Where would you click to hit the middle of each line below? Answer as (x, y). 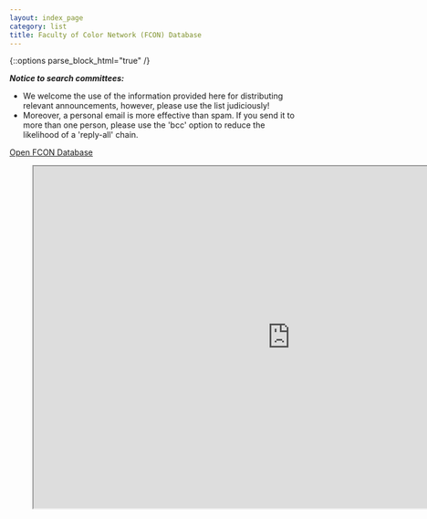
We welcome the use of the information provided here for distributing (153, 96)
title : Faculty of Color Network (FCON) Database (106, 35)
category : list (38, 26)
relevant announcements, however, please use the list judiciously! (146, 106)
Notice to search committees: (67, 78)
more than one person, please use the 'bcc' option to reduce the (144, 125)
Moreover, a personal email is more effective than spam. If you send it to (158, 116)
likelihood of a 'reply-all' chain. (80, 135)
